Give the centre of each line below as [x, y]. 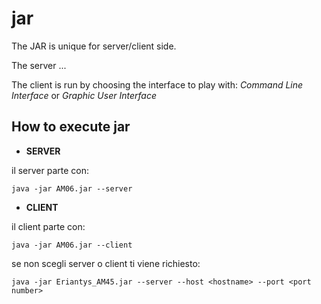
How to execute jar [71, 127]
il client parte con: [48, 226]
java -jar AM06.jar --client [72, 245]
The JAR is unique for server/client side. [94, 46]
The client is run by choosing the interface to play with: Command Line [157, 84]
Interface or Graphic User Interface [84, 95]
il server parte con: [50, 170]
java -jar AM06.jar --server [72, 188]
